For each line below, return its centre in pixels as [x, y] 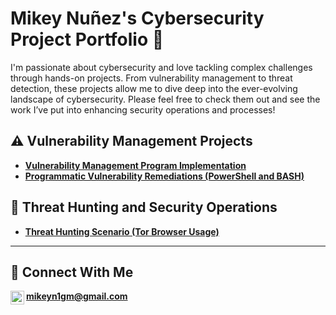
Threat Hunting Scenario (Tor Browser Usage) [122, 231]
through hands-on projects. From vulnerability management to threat [151, 78]
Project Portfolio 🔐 [87, 39]
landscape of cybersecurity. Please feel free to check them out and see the [165, 99]
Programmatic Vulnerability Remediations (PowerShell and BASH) [164, 176]
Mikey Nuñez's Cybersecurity [137, 18]
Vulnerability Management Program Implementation [135, 165]
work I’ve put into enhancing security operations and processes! [143, 109]
